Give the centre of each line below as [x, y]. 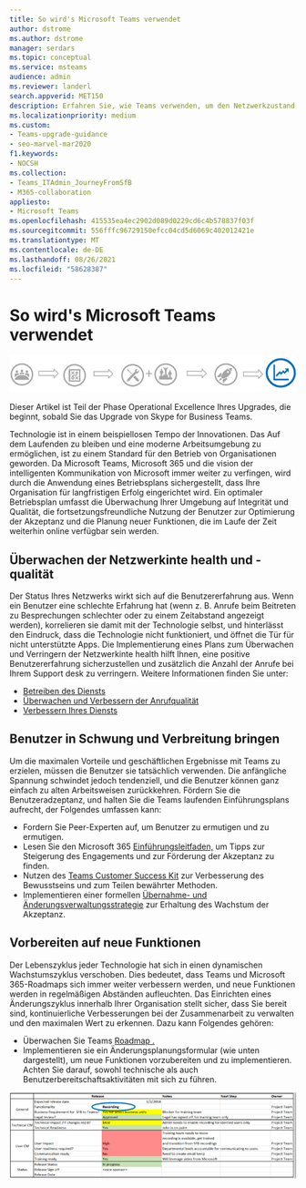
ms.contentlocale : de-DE [56, 250]
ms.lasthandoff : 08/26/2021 [63, 260]
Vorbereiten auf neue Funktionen [105, 943]
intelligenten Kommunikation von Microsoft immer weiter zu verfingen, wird [150, 473]
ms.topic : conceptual [51, 58]
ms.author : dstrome [46, 38]
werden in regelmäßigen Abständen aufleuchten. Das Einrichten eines [140, 994]
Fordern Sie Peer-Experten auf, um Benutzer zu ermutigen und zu [146, 827]
